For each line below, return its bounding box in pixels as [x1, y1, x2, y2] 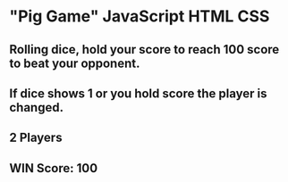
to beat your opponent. [9, 55, 140, 70]
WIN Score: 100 [9, 161, 98, 176]
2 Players [9, 130, 63, 145]
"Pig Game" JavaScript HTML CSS [9, 6, 270, 27]
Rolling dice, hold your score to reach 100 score [9, 42, 280, 57]
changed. [9, 100, 64, 115]
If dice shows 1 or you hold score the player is [9, 86, 267, 101]
